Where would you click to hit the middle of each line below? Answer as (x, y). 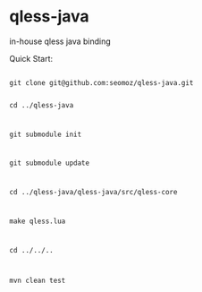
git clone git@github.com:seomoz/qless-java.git (101, 82)
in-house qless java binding (60, 41)
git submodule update (50, 163)
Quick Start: (31, 58)
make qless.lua (38, 221)
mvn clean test (38, 280)
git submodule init (46, 134)
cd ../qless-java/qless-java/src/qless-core (93, 193)
